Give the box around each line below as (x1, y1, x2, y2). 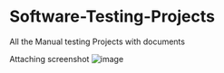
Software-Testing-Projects (9, 6, 216, 27)
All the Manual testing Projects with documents (9, 36, 186, 47)
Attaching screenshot (9, 53, 90, 64)
